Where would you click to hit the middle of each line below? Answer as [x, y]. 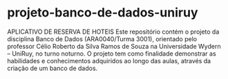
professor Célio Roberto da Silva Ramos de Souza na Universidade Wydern [114, 46]
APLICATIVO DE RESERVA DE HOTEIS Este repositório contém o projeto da [113, 32]
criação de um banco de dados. [53, 68]
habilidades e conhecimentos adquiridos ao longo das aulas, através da [109, 60]
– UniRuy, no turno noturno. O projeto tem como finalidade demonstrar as [112, 54]
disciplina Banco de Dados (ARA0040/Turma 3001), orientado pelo [102, 38]
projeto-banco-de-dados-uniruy [103, 13]
